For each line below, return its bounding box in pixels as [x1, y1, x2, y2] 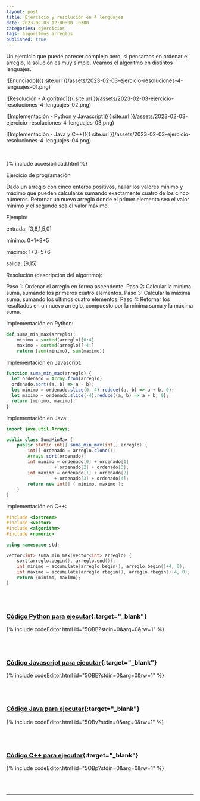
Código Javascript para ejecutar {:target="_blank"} [6, 658, 158, 666]
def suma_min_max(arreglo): [6, 331, 76, 337]
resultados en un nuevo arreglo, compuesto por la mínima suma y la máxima [6, 302, 193, 309]
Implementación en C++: [6, 503, 67, 510]
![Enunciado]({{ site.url [6, 77, 62, 84]
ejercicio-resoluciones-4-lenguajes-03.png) [6, 119, 115, 126]
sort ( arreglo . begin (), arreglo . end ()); [17, 558, 116, 564]
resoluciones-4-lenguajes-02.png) [6, 101, 92, 108]
